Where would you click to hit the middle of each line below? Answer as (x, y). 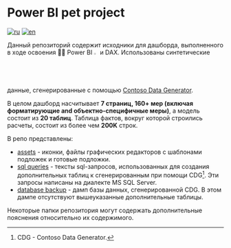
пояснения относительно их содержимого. (70, 217)
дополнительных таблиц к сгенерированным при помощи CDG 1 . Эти (118, 174)
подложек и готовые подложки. (64, 159)
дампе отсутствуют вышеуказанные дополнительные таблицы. (110, 196)
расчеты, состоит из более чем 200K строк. (73, 125)
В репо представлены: (40, 138)
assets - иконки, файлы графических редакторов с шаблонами (109, 152)
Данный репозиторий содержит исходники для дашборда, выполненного (115, 45)
